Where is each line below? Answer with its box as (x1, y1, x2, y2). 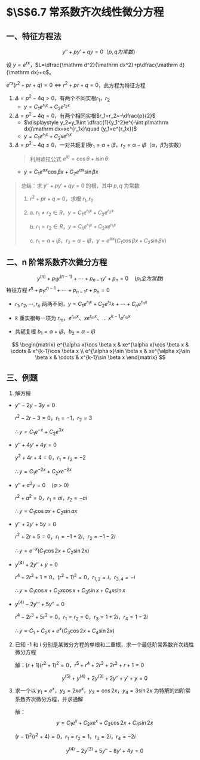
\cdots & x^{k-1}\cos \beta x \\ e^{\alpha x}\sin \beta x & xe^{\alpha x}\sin (10, 348, 190, 355)
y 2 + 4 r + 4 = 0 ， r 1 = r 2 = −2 (14, 452, 87, 463)
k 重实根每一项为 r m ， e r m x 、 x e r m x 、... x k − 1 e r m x (14, 313, 131, 323)
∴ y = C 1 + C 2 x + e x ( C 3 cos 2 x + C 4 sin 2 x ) (14, 626, 115, 636)
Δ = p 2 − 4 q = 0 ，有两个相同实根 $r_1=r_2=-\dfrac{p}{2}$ (14, 111, 156, 119)
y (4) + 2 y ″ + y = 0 (14, 560, 59, 569)
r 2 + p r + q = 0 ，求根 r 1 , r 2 (29, 194, 94, 203)
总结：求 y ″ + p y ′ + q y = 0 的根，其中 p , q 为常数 (20, 182, 140, 189)
